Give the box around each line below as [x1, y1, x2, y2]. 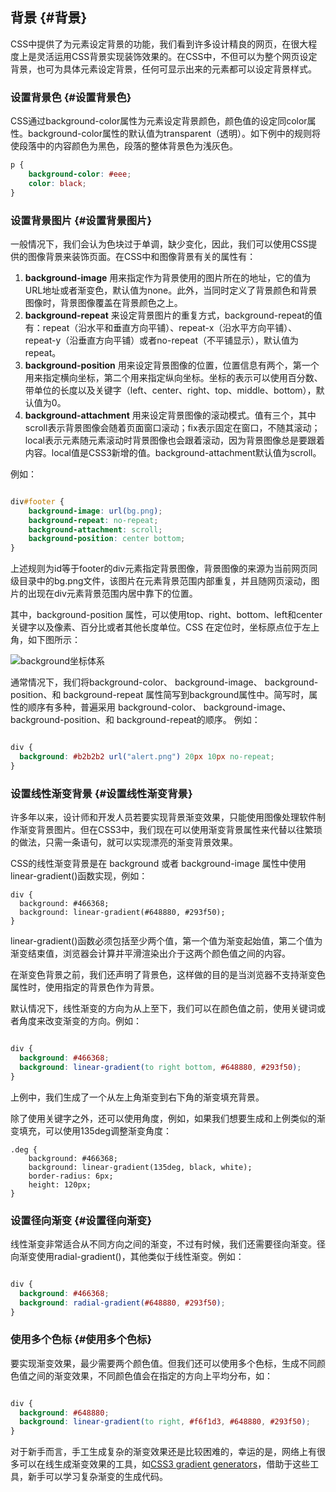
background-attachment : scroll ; [28, 524, 163, 535]
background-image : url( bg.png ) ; [28, 506, 163, 516]
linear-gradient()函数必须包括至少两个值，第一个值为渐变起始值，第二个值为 [10, 935, 323, 947]
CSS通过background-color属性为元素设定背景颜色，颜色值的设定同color [10, 115, 308, 127]
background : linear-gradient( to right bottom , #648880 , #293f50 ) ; [19, 1062, 302, 1072]
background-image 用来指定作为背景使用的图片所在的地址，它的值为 [24, 271, 312, 283]
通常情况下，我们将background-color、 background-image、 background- [10, 676, 319, 688]
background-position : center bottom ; [28, 534, 186, 544]
